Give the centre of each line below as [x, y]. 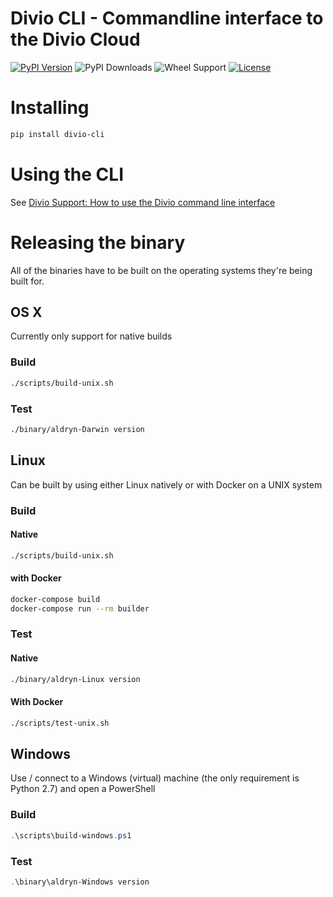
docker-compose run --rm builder [80, 608]
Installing [50, 108]
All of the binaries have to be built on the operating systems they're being [161, 270]
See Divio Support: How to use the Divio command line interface [143, 202]
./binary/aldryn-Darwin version [77, 429]
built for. [27, 281]
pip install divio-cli [57, 134]
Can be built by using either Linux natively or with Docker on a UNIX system [166, 484]
